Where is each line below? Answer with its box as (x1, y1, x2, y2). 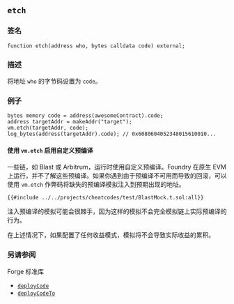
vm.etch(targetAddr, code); (7, 125, 89, 132)
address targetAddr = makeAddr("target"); (7, 119, 132, 126)
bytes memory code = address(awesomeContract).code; (7, 112, 164, 119)
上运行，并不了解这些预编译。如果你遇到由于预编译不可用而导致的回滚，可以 (7, 172, 227, 180)
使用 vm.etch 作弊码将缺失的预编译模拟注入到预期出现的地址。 (7, 181, 185, 189)
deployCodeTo (17, 289, 56, 297)
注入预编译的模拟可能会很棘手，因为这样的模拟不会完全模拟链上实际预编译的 (7, 207, 227, 215)
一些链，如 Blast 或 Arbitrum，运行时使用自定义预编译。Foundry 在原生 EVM (7, 163, 226, 172)
